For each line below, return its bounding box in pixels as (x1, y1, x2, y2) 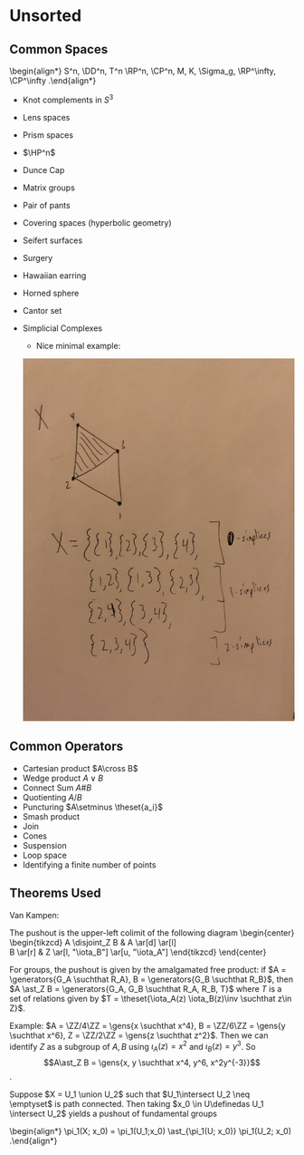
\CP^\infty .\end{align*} (9, 75, 97, 86)
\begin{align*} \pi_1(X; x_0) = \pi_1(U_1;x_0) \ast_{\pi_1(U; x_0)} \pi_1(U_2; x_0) (9, 1126, 292, 1136)
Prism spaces (22, 129, 74, 141)
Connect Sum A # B (22, 781, 92, 793)
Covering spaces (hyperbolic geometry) (22, 217, 172, 228)
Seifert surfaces (22, 235, 83, 246)
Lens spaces (22, 112, 71, 122)
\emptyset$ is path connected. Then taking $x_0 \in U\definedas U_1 (9, 1099, 264, 1109)
